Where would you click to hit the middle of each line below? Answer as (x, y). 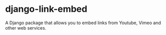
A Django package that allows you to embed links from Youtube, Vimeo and (83, 23)
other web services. (26, 28)
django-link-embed (46, 9)
